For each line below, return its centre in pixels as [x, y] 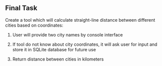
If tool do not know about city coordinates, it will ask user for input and [85, 44]
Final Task [21, 8]
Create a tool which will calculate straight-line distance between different [80, 20]
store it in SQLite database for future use [54, 49]
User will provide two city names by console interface [68, 34]
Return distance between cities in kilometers [58, 59]
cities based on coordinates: [34, 25]
